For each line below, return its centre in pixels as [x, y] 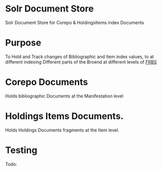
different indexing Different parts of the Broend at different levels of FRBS [81, 62]
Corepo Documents [47, 82]
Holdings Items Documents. [64, 116]
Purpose [23, 43]
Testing [21, 150]
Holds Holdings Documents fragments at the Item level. [62, 130]
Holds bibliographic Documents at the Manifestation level [64, 96]
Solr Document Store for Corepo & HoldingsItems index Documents [75, 22]
